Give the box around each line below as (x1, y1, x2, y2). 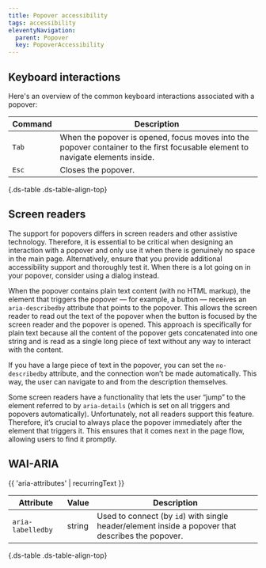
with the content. (8, 345, 63, 354)
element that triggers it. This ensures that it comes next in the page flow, (8, 426, 245, 435)
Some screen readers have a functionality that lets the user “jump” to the (8, 392, 246, 402)
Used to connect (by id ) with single (97, 510, 229, 521)
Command (12, 118, 53, 129)
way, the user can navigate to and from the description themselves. (8, 377, 228, 386)
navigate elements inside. (59, 151, 154, 162)
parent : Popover (15, 33, 69, 42)
